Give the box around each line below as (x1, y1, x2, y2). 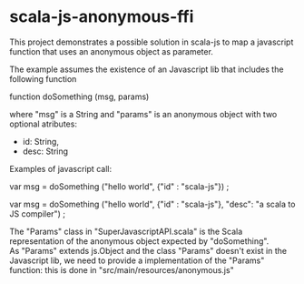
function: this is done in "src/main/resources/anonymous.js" (9, 264, 234, 275)
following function (9, 73, 77, 84)
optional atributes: (9, 118, 77, 129)
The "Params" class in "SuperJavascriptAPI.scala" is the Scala (9, 226, 243, 237)
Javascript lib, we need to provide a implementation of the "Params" (9, 255, 265, 266)
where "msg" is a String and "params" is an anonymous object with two (9, 108, 278, 119)
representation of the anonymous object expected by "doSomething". (9, 235, 270, 247)
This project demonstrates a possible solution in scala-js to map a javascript (9, 36, 294, 47)
